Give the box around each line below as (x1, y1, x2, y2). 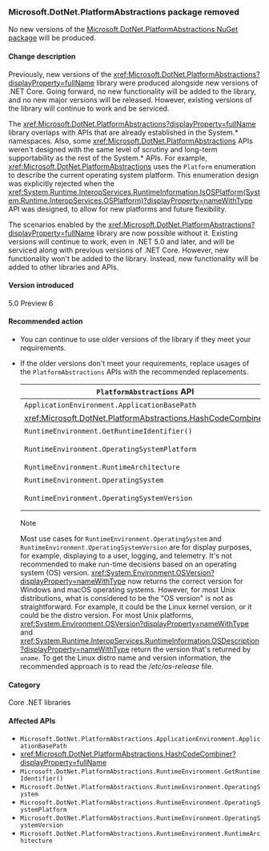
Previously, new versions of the (8, 69, 112, 79)
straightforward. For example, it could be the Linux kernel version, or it (19, 602, 252, 611)
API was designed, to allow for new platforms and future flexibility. (8, 204, 227, 214)
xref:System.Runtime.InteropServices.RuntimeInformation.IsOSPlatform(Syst (8, 187, 260, 196)
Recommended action (8, 317, 83, 326)
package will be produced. (8, 33, 96, 42)
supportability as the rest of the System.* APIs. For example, (8, 153, 208, 163)
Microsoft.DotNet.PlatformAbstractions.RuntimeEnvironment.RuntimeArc (19, 830, 261, 838)
